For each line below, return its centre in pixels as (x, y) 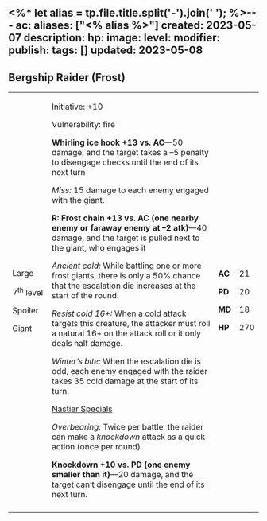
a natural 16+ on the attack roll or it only (126, 333)
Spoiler (25, 310)
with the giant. (78, 200)
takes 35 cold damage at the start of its (125, 381)
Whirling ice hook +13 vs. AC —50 (117, 142)
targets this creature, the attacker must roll (131, 324)
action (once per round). (97, 447)
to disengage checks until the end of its (125, 162)
